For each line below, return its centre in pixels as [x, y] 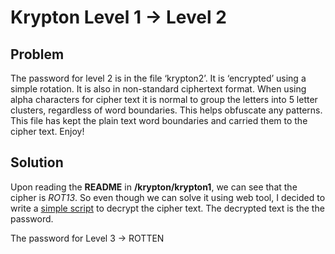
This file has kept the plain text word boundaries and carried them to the [159, 120]
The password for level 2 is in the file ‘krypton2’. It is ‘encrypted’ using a [158, 78]
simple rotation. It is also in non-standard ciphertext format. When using [158, 89]
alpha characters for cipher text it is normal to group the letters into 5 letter [164, 99]
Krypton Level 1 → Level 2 [118, 17]
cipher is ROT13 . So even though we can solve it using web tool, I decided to [168, 197]
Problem [37, 54]
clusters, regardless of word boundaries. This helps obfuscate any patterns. [166, 110]
